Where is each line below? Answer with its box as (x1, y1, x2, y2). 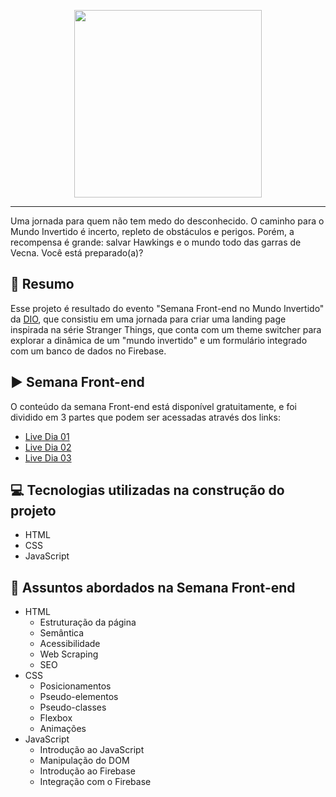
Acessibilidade (39, 638, 101, 650)
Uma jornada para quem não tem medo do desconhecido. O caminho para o (10, 215, 325, 227)
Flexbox (39, 712, 73, 724)
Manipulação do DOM (39, 755, 130, 767)
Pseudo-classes (39, 701, 107, 714)
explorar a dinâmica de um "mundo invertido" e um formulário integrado (10, 334, 308, 346)
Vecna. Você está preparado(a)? (10, 247, 144, 259)
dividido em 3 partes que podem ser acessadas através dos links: (10, 411, 281, 423)
